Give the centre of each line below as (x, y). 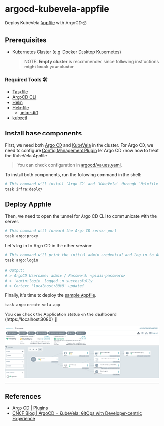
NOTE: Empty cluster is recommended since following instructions (92, 61)
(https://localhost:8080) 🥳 (31, 319)
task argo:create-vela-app (32, 305)
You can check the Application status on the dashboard (61, 314)
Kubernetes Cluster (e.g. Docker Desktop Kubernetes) (66, 52)
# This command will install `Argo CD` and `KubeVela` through (71, 184)
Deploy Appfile (28, 204)
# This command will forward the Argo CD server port (61, 231)
